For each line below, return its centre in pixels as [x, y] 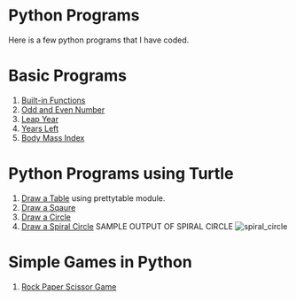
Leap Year [40, 119]
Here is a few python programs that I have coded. [99, 40]
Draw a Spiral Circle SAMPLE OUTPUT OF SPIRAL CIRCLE [127, 226]
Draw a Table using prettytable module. [93, 198]
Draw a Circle [46, 217]
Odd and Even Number [63, 109]
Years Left [40, 128]
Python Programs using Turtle [121, 174]
